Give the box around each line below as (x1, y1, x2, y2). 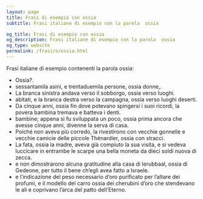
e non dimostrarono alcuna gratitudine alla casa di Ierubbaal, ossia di (15, 160, 188, 167)
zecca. (15, 153, 32, 161)
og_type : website (6, 42, 50, 49)
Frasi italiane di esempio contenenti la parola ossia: (6, 64, 134, 72)
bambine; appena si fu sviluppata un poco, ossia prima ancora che (15, 115, 182, 122)
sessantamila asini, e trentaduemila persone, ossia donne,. (15, 83, 162, 90)
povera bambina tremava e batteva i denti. (15, 109, 122, 116)
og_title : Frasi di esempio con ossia (6, 31, 105, 37)
